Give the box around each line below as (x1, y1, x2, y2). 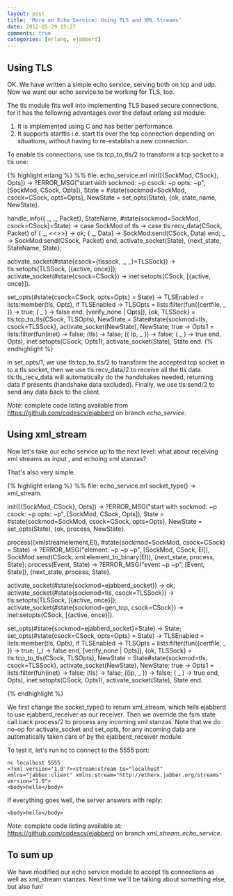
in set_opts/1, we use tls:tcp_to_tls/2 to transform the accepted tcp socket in (7, 358, 225, 366)
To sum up (7, 849, 54, 861)
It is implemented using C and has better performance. (17, 122, 175, 130)
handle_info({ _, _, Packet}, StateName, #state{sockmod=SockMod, (7, 214, 200, 223)
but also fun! (7, 882, 44, 890)
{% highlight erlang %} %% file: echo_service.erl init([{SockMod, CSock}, (7, 171, 219, 179)
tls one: (7, 157, 29, 166)
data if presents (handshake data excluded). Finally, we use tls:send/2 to (7, 380, 216, 388)
